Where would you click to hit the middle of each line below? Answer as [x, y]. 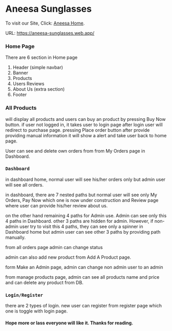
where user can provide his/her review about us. [56, 205]
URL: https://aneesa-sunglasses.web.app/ [50, 33]
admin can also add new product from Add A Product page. [68, 257]
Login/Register [24, 295]
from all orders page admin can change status [54, 247]
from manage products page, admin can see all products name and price [82, 277]
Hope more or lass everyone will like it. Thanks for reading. [69, 323]
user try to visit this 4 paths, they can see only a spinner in [81, 226]
